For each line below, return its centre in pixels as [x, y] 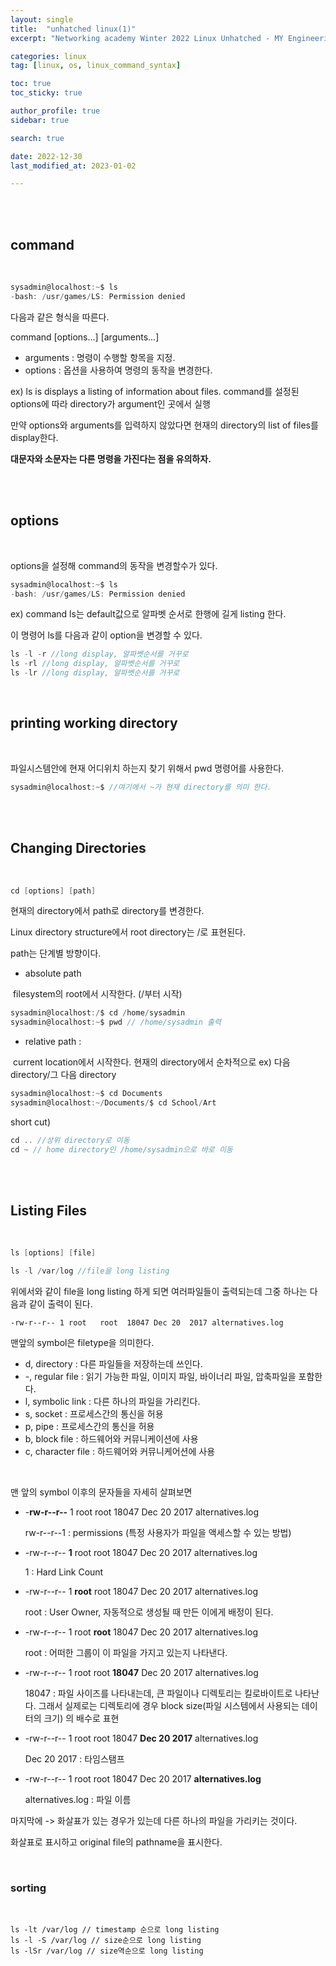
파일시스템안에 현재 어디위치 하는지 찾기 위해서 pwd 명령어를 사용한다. [147, 768]
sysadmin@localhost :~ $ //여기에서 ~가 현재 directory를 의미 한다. [141, 787]
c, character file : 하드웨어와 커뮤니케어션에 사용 [120, 1452]
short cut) [31, 1122]
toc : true [31, 84]
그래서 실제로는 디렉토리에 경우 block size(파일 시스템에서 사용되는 [169, 1706]
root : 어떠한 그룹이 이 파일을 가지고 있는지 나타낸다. [126, 1653]
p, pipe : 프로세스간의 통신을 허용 [89, 1427]
